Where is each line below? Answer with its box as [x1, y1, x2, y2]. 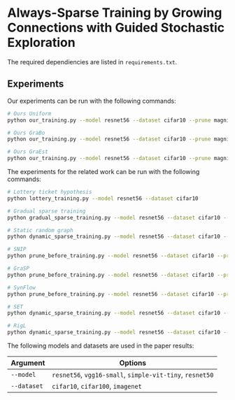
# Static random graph [7, 227, 73, 234]
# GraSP [7, 265, 30, 272]
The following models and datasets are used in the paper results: [7, 341, 194, 350]
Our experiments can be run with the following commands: [7, 97, 176, 105]
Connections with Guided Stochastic [7, 20, 225, 36]
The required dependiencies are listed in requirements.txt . [7, 57, 178, 66]
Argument [10, 358, 45, 368]
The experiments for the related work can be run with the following [7, 168, 200, 176]
